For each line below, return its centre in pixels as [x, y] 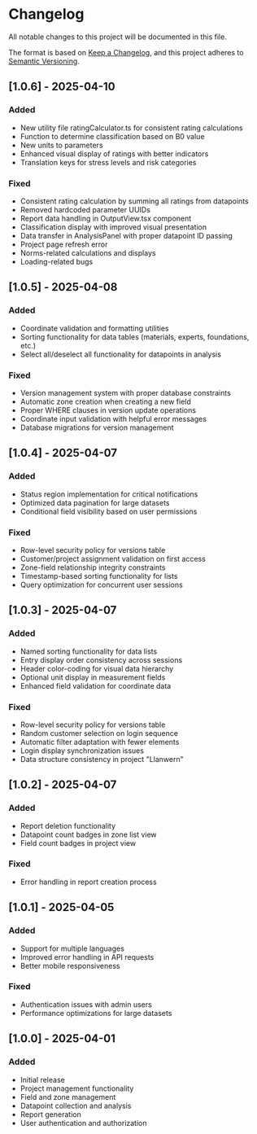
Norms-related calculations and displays [88, 252]
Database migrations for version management [97, 427]
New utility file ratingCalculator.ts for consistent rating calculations [131, 128]
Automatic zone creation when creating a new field [105, 401]
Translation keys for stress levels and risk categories [108, 162]
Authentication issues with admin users [86, 1004]
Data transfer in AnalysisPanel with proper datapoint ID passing [126, 235]
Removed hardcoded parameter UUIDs [85, 209]
